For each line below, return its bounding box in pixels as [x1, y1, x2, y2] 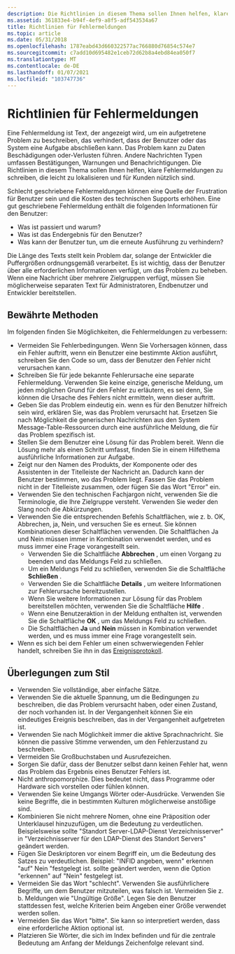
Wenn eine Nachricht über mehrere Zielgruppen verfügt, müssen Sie [7, 274, 205, 282]
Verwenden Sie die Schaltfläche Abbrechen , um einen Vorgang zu [27, 550, 222, 558]
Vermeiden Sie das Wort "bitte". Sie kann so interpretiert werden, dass [17, 916, 220, 925]
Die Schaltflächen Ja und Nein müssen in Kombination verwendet [27, 625, 218, 633]
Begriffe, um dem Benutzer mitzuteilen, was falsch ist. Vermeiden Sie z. [17, 886, 224, 894]
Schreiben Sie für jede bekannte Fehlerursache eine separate [17, 371, 194, 379]
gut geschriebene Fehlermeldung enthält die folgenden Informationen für [7, 202, 218, 210]
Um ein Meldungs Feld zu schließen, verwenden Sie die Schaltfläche [27, 565, 226, 573]
